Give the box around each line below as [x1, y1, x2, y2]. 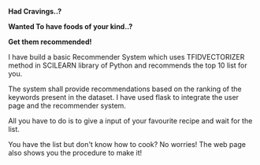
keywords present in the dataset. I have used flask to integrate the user [8, 93, 239, 101]
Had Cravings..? [8, 7, 62, 16]
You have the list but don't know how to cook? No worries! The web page [8, 140, 247, 148]
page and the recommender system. [8, 101, 126, 110]
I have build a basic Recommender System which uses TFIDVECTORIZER [8, 53, 245, 61]
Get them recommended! [8, 37, 92, 46]
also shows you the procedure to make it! [8, 148, 143, 157]
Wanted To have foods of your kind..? [8, 22, 133, 31]
